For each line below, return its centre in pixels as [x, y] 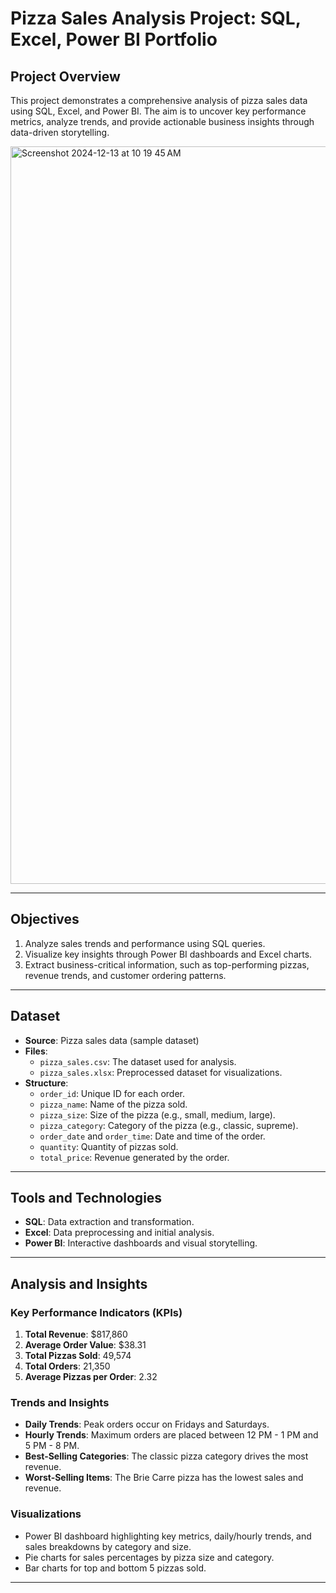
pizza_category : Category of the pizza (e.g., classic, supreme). [169, 1125]
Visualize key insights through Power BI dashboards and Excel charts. [168, 954]
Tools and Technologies [86, 1198]
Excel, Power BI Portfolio [114, 39]
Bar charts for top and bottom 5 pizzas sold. [115, 1568]
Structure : [46, 1083]
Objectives [45, 919]
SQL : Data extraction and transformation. [109, 1222]
